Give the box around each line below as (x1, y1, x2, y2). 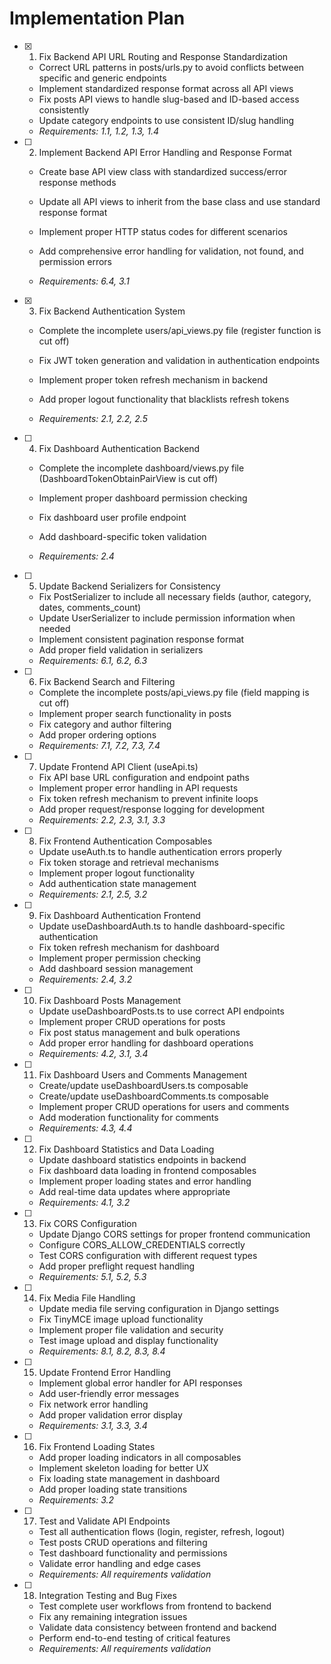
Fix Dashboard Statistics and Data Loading (38, 1143, 215, 1155)
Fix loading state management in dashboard (38, 1472, 221, 1484)
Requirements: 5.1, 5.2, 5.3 (38, 1270, 147, 1282)
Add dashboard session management (38, 962, 194, 974)
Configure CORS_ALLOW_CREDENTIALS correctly (38, 1238, 246, 1251)
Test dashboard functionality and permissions (38, 1547, 228, 1559)
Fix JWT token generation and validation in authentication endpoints (38, 354, 321, 366)
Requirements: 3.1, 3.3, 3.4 (38, 1419, 148, 1431)
